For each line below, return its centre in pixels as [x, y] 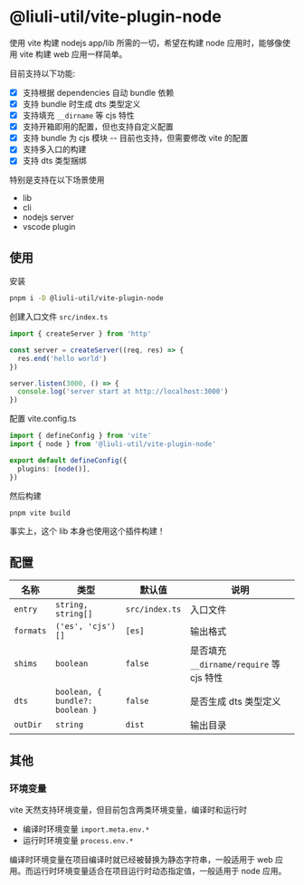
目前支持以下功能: [43, 73]
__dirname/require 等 [235, 664]
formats [30, 631]
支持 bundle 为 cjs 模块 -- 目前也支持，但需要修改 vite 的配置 [135, 138]
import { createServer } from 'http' [81, 334]
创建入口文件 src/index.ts [59, 317]
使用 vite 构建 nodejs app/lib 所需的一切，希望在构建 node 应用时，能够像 [146, 43]
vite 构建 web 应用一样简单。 [73, 54]
